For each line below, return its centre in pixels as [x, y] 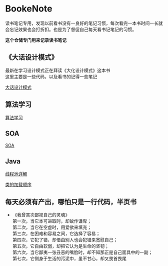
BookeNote [29, 9]
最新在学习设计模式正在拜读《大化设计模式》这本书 [58, 70]
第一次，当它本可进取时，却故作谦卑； [52, 221]
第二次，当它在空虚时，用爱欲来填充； [52, 227]
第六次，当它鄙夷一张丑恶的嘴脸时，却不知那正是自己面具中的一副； [82, 252]
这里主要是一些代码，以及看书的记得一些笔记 [51, 76]
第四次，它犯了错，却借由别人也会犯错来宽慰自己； [65, 240]
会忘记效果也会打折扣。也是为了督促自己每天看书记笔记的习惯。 [71, 29]
